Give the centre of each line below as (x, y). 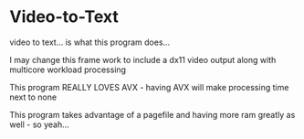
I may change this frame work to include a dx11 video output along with (143, 59)
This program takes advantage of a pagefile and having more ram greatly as (152, 114)
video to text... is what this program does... (90, 42)
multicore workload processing (68, 69)
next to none (33, 97)
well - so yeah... (40, 124)
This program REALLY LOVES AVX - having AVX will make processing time (149, 87)
